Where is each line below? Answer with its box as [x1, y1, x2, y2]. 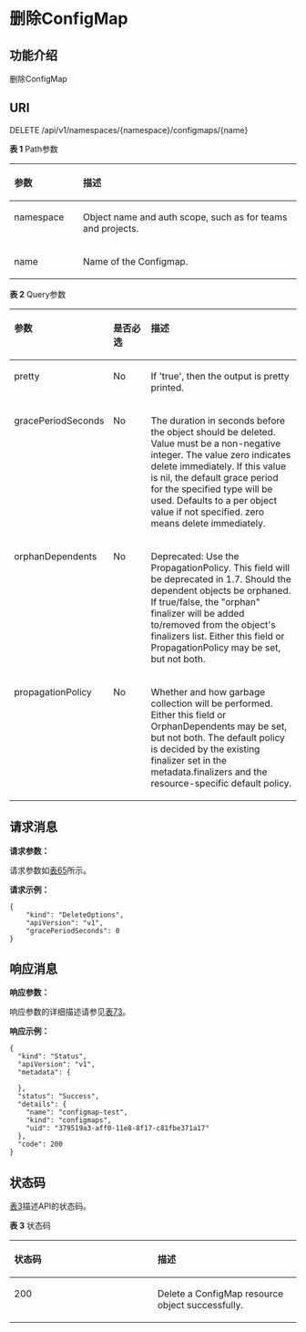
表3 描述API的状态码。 [9, 1201, 92, 1212]
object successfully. [158, 1299, 244, 1312]
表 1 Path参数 [9, 143, 58, 154]
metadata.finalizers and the [150, 765, 268, 778]
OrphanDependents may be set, [150, 720, 288, 733]
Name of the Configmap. [82, 255, 189, 267]
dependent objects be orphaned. [150, 584, 291, 597]
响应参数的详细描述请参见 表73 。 [9, 1006, 131, 1017]
